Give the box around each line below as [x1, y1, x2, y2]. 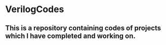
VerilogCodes [5, 4, 64, 15]
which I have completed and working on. [5, 31, 136, 40]
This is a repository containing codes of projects [5, 24, 161, 32]
